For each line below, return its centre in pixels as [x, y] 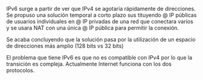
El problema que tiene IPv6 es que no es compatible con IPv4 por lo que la [99, 57]
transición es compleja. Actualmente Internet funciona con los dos [89, 64]
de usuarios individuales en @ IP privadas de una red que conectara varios [100, 21]
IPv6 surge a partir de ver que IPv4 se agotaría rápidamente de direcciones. [101, 9]
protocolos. [21, 70]
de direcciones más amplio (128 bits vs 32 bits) [65, 46]
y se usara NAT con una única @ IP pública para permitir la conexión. [93, 28]
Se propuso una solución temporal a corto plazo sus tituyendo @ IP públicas [101, 15]
